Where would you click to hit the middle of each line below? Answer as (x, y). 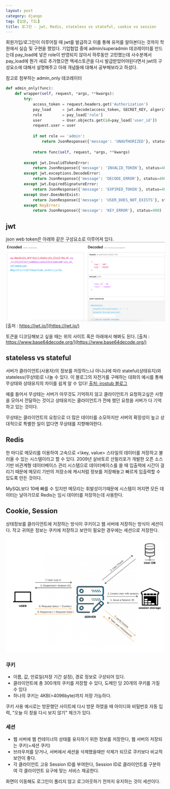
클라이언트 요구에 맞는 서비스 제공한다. (62, 770)
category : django (24, 16)
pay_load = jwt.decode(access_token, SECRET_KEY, (90, 109)
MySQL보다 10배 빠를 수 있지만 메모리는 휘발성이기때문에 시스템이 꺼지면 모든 (82, 489)
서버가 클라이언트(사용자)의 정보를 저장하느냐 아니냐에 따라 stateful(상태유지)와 (83, 371)
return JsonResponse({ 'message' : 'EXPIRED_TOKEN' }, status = (97, 189)
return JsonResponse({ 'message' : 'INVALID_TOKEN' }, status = (97, 168)
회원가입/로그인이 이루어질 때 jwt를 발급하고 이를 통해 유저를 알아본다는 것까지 (82, 42)
